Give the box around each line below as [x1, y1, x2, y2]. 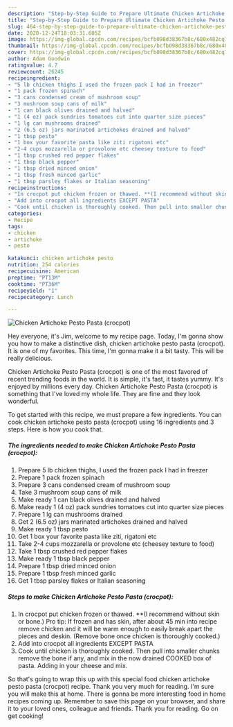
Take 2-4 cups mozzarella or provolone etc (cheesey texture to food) [17, 540, 215, 548]
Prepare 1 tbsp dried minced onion [17, 562, 116, 570]
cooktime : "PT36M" [8, 280, 61, 288]
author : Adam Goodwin [8, 55, 71, 62]
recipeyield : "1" [8, 287, 58, 294]
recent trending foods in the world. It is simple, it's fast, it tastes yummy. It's [8, 375, 224, 384]
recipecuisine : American [8, 268, 80, 275]
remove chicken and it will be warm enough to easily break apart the [17, 625, 214, 633]
